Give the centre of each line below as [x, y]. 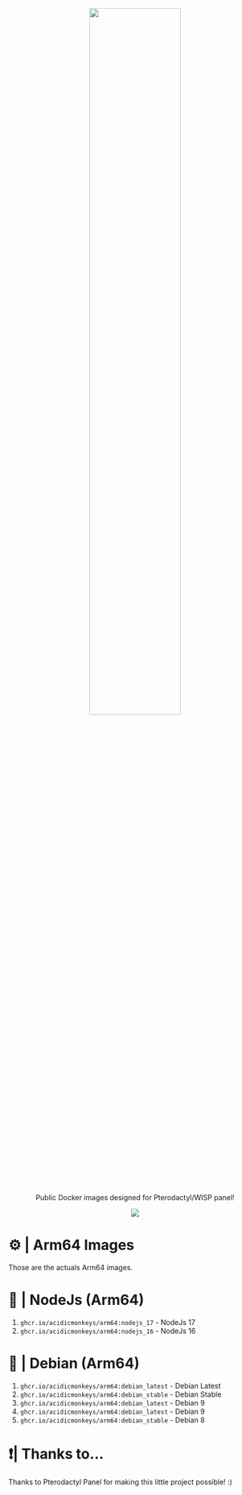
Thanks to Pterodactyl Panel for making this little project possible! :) [121, 1481]
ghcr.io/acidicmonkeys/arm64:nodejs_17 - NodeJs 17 [107, 1322]
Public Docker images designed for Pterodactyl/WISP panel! [135, 1197]
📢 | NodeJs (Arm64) [76, 1300]
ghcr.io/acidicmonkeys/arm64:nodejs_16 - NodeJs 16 [108, 1331]
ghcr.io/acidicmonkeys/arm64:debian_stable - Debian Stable [121, 1394]
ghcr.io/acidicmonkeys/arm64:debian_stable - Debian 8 [112, 1420]
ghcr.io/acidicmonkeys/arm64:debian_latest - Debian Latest [120, 1385]
